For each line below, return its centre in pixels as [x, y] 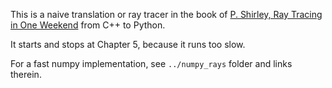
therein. [26, 74]
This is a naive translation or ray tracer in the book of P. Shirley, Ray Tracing [166, 14]
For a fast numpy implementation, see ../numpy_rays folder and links [151, 63]
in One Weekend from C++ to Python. [88, 25]
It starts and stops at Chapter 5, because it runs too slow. [128, 44]
